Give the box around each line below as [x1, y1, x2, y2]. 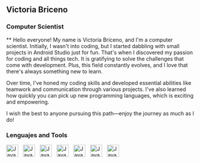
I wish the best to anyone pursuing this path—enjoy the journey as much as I [6, 109, 194, 117]
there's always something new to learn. [6, 68, 103, 75]
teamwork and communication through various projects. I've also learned [6, 86, 186, 93]
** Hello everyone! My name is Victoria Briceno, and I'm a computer [6, 36, 173, 43]
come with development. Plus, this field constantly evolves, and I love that [6, 61, 188, 68]
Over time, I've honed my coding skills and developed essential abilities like [6, 79, 192, 86]
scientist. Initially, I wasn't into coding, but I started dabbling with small [6, 42, 180, 49]
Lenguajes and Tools [6, 131, 67, 139]
